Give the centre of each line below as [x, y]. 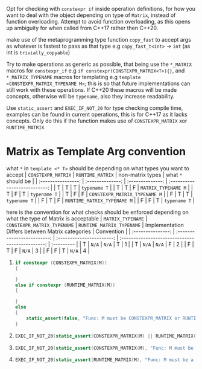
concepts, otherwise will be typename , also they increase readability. [90, 96]
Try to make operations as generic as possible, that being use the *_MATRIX [99, 64]
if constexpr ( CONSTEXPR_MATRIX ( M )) [61, 263]
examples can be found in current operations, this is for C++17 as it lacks [97, 114]
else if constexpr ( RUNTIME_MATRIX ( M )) [65, 285]
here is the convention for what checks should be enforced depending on [97, 212]
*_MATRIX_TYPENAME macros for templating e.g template [74, 77]
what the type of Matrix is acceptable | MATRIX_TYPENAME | [77, 218]
